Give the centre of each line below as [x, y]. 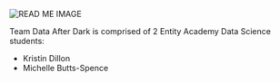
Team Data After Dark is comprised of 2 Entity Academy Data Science [140, 31]
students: [27, 41]
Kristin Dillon [46, 58]
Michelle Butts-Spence [65, 68]
